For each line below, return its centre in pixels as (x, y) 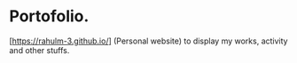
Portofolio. (49, 16)
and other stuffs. (39, 50)
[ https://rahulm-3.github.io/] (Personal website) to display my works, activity (148, 41)
